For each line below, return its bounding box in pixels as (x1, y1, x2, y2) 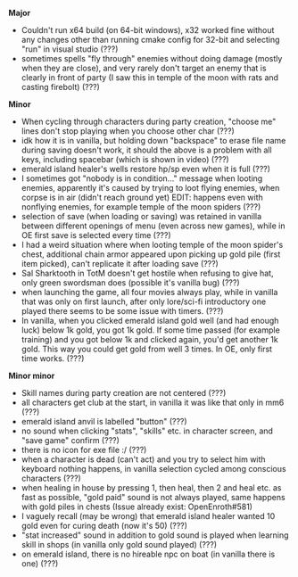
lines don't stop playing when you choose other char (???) (21, 126, 236, 136)
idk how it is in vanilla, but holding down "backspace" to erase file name (21, 136, 286, 145)
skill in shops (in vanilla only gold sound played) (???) (21, 540, 218, 549)
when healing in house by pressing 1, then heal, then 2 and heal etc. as (21, 482, 282, 493)
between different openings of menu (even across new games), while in (21, 220, 286, 231)
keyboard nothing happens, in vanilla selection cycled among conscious (21, 464, 286, 474)
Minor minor (8, 370, 55, 381)
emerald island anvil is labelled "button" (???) (21, 416, 188, 426)
